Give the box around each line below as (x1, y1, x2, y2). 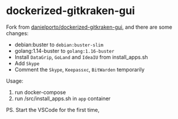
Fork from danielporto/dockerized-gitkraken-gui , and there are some (6, 23, 172, 30)
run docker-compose (14, 89, 66, 96)
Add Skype (14, 60, 40, 67)
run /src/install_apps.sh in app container (14, 95, 111, 102)
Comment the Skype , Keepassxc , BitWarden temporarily (14, 66, 145, 73)
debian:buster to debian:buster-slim (14, 41, 104, 48)
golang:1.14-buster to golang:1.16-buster (14, 47, 115, 54)
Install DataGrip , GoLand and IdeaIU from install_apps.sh (14, 53, 148, 60)
